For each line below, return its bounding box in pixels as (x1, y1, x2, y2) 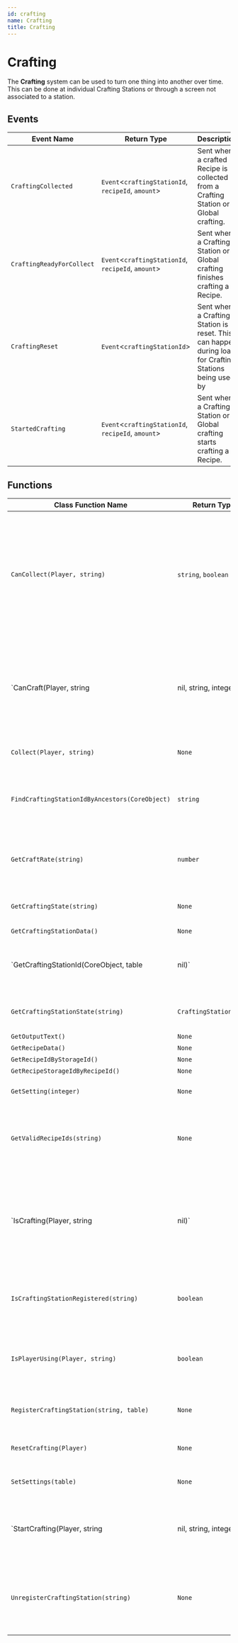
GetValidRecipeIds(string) (11, 1134, 102, 1142)
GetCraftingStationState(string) (11, 1007, 124, 1016)
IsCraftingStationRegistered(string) (11, 1294, 138, 1302)
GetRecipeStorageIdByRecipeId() (11, 1067, 120, 1075)
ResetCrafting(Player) (11, 1444, 87, 1452)
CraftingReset (11, 343, 59, 351)
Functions (7, 479, 53, 491)
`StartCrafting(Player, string (11, 1523, 103, 1533)
